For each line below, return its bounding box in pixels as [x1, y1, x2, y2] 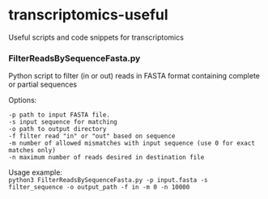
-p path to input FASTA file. [8, 111, 111, 119]
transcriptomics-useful [8, 6, 168, 24]
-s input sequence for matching [8, 118, 117, 126]
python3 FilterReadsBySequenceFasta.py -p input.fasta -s [8, 176, 208, 184]
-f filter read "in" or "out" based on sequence [8, 132, 176, 141]
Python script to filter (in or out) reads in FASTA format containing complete [8, 71, 261, 81]
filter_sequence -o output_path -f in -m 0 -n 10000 [8, 184, 190, 192]
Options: [8, 95, 37, 105]
